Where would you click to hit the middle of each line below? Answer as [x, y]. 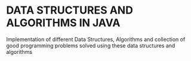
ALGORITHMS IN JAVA [63, 23]
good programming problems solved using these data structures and [91, 46]
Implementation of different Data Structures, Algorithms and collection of [96, 39]
